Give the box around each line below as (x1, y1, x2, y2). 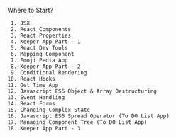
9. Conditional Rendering (10, 69, 87, 76)
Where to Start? (7, 6, 53, 14)
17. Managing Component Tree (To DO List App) (7, 119, 148, 126)
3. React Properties (10, 32, 72, 39)
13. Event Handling (7, 94, 65, 101)
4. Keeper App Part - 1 (10, 38, 81, 45)
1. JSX (10, 20, 31, 27)
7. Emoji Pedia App (10, 57, 69, 64)
